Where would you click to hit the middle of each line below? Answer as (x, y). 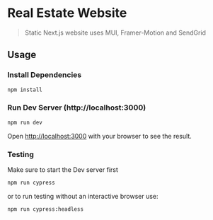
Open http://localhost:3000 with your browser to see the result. (100, 136)
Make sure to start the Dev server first (63, 169)
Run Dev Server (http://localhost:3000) (77, 108)
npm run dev (25, 122)
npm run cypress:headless (45, 209)
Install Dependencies (45, 75)
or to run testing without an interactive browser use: (83, 196)
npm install (25, 90)
